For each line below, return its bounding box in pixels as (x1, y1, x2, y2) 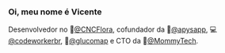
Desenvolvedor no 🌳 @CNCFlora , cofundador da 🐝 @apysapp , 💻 (8, 25, 218, 34)
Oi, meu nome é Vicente (8, 6, 102, 17)
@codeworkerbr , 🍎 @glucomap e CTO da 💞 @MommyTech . (8, 36, 199, 46)
